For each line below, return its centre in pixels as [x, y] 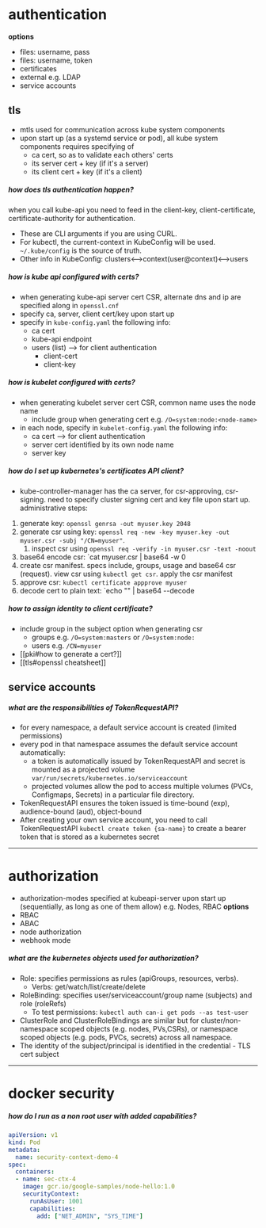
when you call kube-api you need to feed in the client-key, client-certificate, [132, 210]
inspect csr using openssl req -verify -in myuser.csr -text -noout [144, 548]
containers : [35, 1172]
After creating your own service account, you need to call [113, 820]
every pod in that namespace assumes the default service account [129, 744]
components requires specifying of [77, 146]
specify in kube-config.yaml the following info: [95, 322]
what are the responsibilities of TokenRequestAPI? [93, 707]
